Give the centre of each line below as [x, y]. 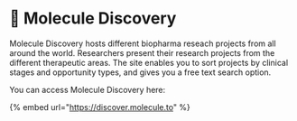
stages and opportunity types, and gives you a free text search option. [140, 72]
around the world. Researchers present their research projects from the [142, 52]
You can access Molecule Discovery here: [88, 89]
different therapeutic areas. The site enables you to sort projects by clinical [149, 62]
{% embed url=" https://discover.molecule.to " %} [100, 107]
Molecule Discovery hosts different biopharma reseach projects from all [143, 43]
